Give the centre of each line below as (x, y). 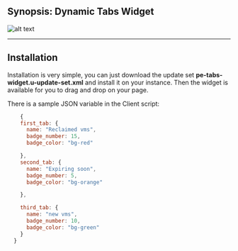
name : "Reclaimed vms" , (61, 130)
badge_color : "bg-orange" (64, 182)
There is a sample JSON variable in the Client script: (84, 104)
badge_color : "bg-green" (63, 227)
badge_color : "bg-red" (59, 143)
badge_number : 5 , (52, 175)
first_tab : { (39, 123)
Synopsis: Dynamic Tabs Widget (81, 12)
